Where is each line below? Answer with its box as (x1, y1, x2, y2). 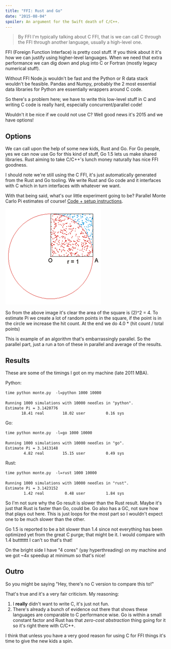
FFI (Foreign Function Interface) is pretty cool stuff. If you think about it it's (5, 49, 162, 55)
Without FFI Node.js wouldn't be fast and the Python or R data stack (5, 75, 149, 82)
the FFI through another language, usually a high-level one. (17, 39, 142, 46)
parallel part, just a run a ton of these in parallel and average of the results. (5, 341, 162, 348)
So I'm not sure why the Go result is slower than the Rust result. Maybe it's (5, 500, 162, 506)
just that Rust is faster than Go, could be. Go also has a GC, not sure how (5, 505, 159, 511)
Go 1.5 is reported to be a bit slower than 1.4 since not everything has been (5, 526, 163, 532)
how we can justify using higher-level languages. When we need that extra (5, 54, 162, 61)
